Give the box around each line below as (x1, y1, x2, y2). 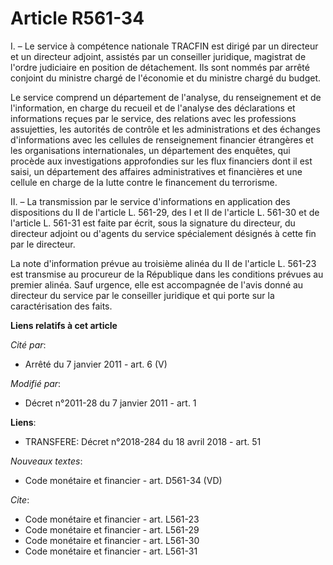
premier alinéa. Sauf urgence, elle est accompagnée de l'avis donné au (10, 278, 304, 291)
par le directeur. (10, 238, 76, 250)
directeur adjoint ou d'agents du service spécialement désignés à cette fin (10, 227, 317, 239)
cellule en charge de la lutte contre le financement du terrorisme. (10, 176, 278, 188)
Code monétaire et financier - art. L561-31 (24, 545, 198, 557)
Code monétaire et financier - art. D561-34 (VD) (24, 474, 223, 486)
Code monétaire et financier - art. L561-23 (24, 513, 200, 525)
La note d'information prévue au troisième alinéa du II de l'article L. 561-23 (10, 257, 317, 269)
